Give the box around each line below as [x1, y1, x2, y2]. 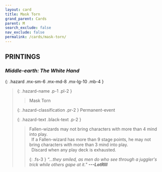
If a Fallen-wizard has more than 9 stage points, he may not [31, 136, 151, 142]
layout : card [5, 7, 32, 12]
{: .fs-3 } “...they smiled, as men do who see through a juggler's [29, 156, 157, 162]
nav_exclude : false [5, 30, 45, 35]
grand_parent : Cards [5, 16, 47, 21]
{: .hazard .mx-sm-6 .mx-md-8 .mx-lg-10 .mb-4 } [5, 78, 104, 84]
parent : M [5, 21, 25, 26]
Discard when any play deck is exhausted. [31, 147, 116, 152]
